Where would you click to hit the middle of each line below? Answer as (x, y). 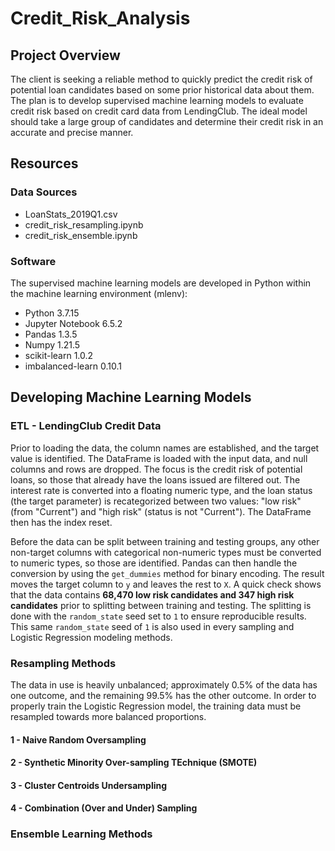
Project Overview (65, 55)
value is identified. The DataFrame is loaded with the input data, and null (159, 458)
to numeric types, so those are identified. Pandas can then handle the (154, 563)
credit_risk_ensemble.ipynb (81, 235)
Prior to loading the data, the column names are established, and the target (165, 448)
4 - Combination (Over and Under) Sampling (104, 808)
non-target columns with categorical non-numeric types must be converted (166, 552)
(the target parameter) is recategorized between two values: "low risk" (156, 501)
